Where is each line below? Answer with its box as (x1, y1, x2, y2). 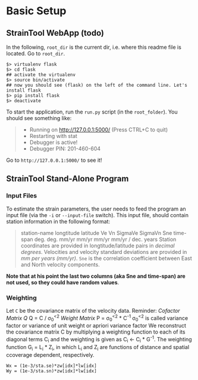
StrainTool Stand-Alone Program (6, 174, 129, 184)
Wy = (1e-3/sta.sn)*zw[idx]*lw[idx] (6, 368, 97, 374)
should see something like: (6, 115, 72, 121)
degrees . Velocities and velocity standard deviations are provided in (20, 248, 187, 255)
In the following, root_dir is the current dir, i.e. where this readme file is (6, 43, 181, 51)
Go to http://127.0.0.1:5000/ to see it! (6, 156, 102, 164)
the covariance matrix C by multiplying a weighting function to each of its (6, 328, 186, 335)
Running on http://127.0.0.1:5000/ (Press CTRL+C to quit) (29, 126, 168, 133)
